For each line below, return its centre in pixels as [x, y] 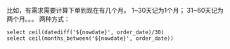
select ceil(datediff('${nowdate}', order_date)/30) [85, 32]
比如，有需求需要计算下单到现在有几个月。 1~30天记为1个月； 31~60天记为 [115, 10]
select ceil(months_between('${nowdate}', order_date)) [90, 38]
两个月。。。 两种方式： [38, 19]
